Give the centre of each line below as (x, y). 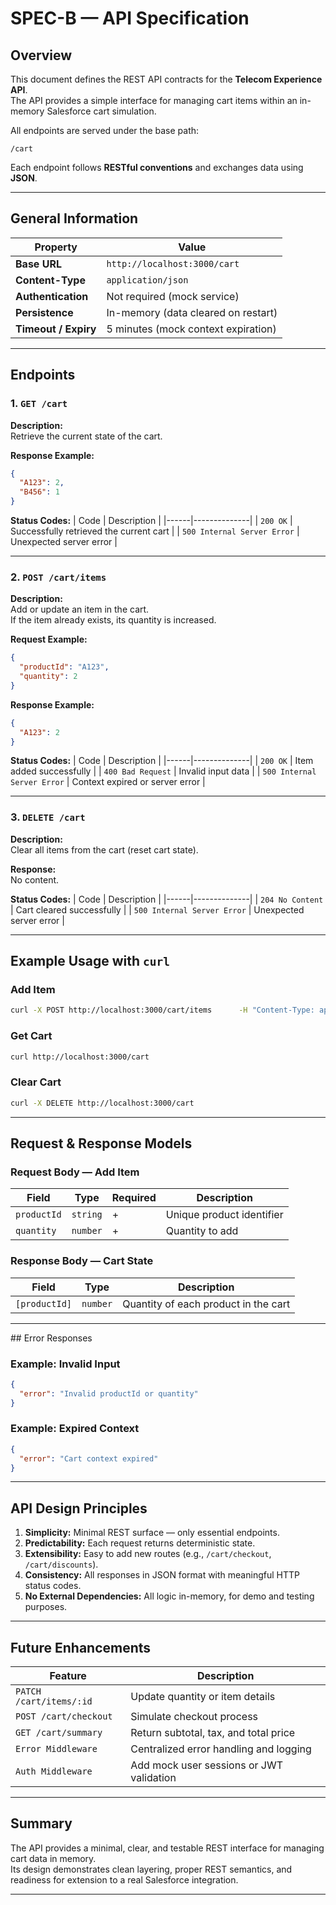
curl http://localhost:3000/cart (80, 1057)
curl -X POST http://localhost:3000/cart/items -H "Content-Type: (162, 1010)
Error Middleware (56, 1749)
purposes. (46, 1607)
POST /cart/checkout (64, 1716)
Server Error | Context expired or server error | (108, 782)
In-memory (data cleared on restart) (192, 312)
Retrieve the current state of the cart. (86, 436)
